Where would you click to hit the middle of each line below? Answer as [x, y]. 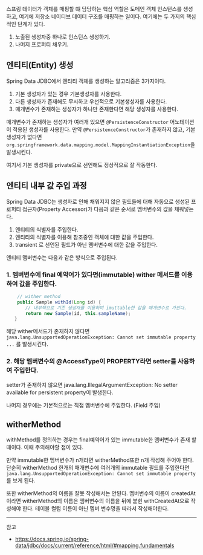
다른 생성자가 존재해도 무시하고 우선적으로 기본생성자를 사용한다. [91, 101]
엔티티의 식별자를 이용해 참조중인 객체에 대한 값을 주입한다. [84, 237]
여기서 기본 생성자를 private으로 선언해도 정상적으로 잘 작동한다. [82, 164]
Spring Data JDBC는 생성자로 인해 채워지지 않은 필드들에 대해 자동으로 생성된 [98, 201]
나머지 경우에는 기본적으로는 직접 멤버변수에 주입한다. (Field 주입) [84, 405]
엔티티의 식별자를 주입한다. [47, 229]
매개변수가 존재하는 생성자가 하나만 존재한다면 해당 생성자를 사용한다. [96, 109]
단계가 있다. [31, 24]
